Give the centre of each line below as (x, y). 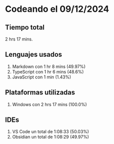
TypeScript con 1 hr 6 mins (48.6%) (48, 72)
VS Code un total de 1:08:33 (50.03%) (50, 132)
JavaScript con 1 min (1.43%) (42, 77)
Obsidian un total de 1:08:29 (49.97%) (50, 137)
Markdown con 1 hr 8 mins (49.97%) (49, 66)
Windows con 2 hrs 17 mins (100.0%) (49, 104)
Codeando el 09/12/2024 (57, 9)
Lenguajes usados (34, 54)
